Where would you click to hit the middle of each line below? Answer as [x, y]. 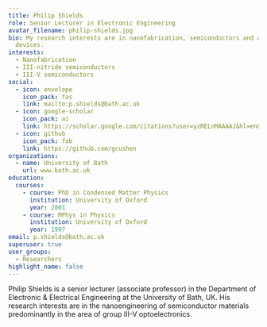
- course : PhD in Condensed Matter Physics [96, 192]
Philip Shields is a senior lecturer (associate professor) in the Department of [132, 289]
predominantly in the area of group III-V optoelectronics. [100, 314]
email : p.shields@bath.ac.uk [56, 237]
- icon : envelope [44, 89]
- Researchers [39, 259]
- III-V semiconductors [54, 75]
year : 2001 [47, 207]
